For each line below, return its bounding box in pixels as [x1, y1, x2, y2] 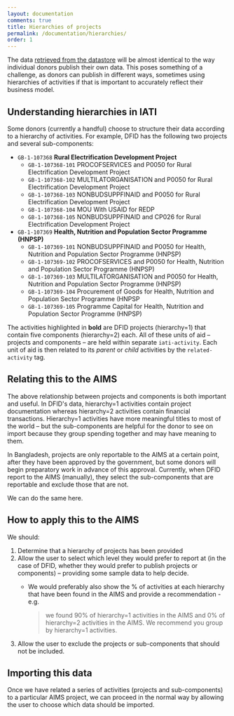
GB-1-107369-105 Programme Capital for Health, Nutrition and [27, 302, 205, 310]
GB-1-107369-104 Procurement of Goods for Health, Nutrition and [27, 287, 214, 296]
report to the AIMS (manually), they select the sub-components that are [7, 472, 214, 481]
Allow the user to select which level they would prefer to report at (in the [17, 554, 226, 562]
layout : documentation [7, 10, 74, 18]
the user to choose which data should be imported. [7, 701, 155, 709]
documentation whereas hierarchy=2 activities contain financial [7, 406, 191, 415]
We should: [7, 533, 40, 541]
